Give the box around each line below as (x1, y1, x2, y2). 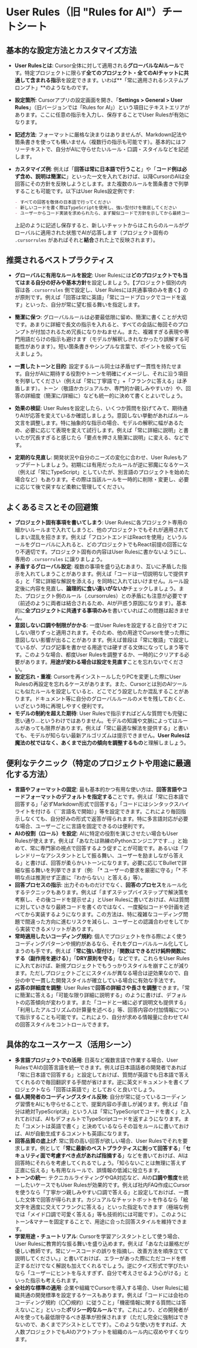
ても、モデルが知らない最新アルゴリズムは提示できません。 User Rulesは (14, 732, 191, 739)
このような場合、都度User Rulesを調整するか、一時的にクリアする (24, 651, 185, 658)
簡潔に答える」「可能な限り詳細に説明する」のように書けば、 (19, 991, 167, 999)
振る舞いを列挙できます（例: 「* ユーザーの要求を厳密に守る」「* (25, 867, 181, 874)
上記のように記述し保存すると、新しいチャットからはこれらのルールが (14, 222, 185, 229)
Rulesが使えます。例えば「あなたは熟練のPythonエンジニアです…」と (14, 837, 183, 844)
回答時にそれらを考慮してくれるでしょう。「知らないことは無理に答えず (14, 1159, 186, 1166)
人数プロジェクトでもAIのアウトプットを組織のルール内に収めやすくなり (14, 1328, 189, 1335)
